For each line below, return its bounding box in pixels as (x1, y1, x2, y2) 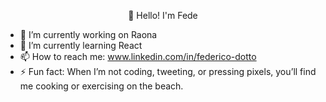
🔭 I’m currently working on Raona (19, 29, 158, 40)
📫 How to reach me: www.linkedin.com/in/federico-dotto (19, 51, 257, 62)
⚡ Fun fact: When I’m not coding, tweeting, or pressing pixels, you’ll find (19, 66, 317, 77)
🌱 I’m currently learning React (19, 40, 143, 51)
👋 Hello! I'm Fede (128, 10, 198, 21)
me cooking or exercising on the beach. (19, 80, 184, 92)
